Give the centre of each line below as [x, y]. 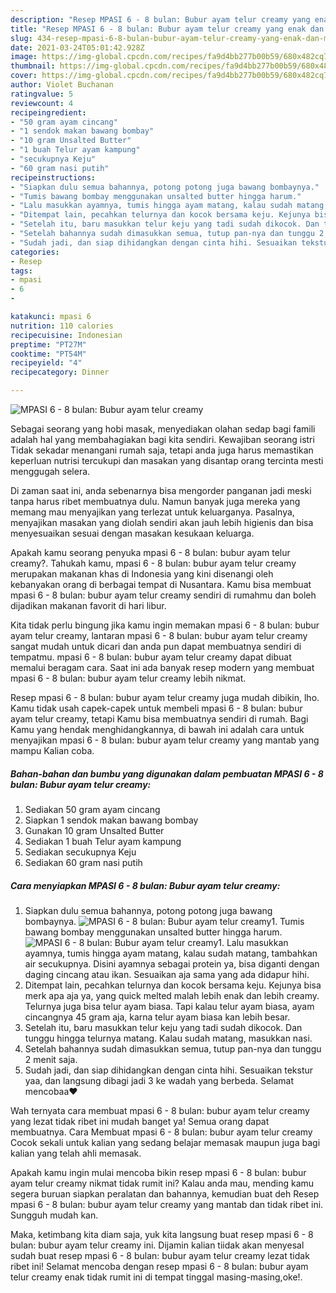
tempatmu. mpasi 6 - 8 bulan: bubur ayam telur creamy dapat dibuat [151, 657]
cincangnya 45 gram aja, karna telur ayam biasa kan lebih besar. [157, 1017]
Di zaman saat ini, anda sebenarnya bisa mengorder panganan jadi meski [161, 490]
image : [24, 57]
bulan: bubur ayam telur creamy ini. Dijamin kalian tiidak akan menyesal [157, 1245]
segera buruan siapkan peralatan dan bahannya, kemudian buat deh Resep [165, 1193]
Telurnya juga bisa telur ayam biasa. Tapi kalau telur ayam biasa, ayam [169, 1006]
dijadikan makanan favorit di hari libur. [88, 605]
